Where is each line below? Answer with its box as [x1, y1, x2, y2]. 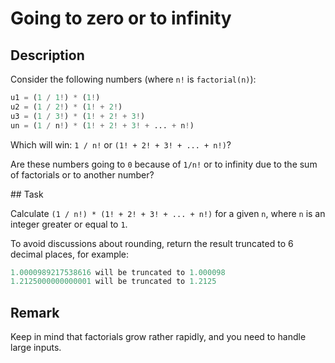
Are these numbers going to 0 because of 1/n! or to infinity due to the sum [10, 158, 318, 170]
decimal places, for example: [10, 248, 130, 260]
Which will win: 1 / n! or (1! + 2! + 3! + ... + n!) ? [10, 138, 232, 151]
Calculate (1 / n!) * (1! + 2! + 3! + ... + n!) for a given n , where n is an [10, 207, 326, 219]
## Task [10, 188, 44, 200]
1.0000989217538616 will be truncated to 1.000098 [10, 267, 226, 277]
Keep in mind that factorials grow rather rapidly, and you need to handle [10, 331, 307, 343]
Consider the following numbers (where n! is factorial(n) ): [10, 73, 257, 85]
